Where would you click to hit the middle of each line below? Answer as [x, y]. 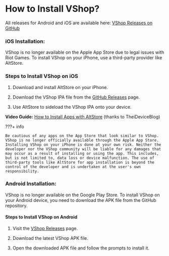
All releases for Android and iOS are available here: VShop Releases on [79, 23]
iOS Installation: [25, 41]
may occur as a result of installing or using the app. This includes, [82, 153]
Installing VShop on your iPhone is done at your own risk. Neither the [83, 145]
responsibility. [22, 171]
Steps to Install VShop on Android [41, 217]
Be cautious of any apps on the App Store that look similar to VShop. [82, 136]
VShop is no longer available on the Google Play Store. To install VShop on [82, 195]
